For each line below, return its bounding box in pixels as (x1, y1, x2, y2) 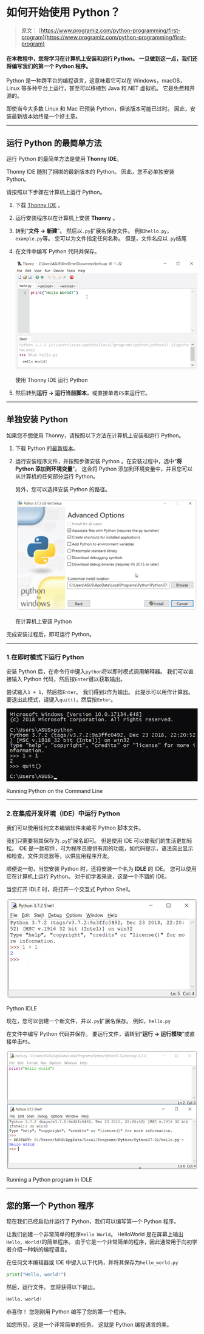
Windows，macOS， (133, 77, 186, 84)
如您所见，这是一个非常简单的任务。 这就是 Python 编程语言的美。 (6, 1321, 172, 1329)
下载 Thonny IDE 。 (15, 201, 64, 208)
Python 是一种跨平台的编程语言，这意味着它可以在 (6, 77, 132, 84)
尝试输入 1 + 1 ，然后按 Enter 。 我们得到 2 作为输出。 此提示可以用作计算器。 (6, 689, 194, 696)
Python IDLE (6, 1004, 38, 1012)
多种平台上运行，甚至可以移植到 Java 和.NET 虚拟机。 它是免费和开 (26, 84, 195, 92)
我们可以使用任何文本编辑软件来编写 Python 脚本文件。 (6, 824, 144, 831)
